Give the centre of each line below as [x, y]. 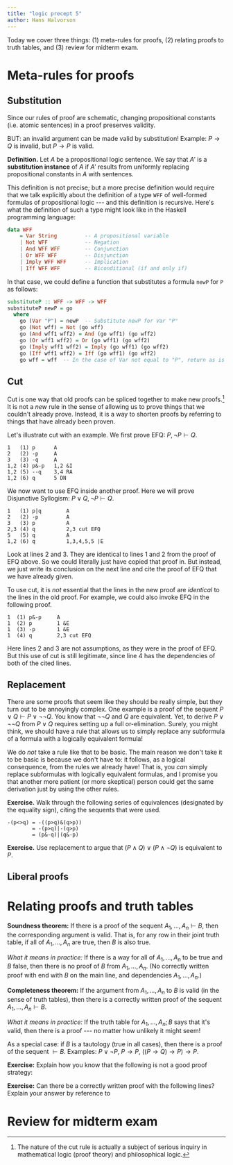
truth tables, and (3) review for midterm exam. [73, 47]
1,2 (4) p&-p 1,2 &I [40, 466]
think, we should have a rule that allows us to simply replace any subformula [116, 731]
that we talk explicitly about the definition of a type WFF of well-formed [107, 194]
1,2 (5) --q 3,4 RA [40, 472]
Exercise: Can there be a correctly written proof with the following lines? [111, 1086]
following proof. [29, 604]
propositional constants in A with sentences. [70, 174]
